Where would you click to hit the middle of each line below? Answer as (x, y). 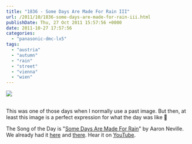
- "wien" (22, 77)
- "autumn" (25, 55)
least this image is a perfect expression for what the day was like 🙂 (87, 118)
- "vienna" (25, 72)
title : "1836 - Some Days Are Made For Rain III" (68, 11)
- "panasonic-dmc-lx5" (39, 39)
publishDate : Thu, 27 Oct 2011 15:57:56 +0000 (64, 22)
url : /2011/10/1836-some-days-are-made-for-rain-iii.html (78, 17)
